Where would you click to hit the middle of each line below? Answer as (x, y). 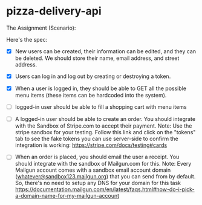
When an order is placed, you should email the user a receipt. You (97, 157)
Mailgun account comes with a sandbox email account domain (93, 170)
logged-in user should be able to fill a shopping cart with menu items (101, 107)
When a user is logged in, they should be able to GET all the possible (100, 88)
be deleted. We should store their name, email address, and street (97, 58)
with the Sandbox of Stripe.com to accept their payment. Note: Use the (103, 126)
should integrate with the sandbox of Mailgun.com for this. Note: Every (103, 164)
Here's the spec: (27, 39)
